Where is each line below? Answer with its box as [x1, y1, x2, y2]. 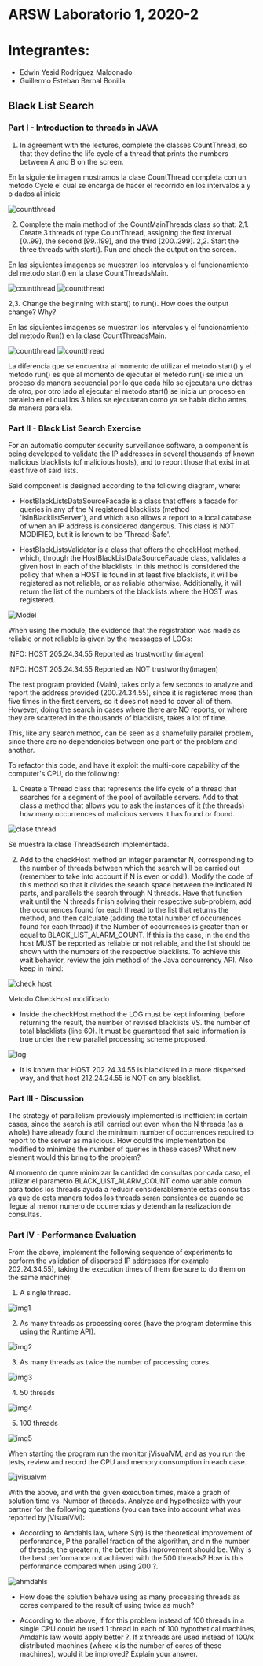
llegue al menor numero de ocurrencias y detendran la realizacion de [8, 1201, 232, 1211]
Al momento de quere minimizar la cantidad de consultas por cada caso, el [8, 1168, 250, 1178]
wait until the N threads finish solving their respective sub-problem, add [19, 897, 253, 906]
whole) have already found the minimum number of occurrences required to [8, 1127, 254, 1137]
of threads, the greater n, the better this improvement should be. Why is [19, 1545, 252, 1554]
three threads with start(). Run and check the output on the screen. [19, 244, 237, 254]
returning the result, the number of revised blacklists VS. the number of [19, 1018, 250, 1027]
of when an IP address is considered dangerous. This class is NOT [19, 521, 235, 531]
